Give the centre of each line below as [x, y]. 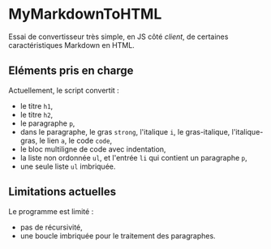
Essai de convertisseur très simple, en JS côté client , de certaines [118, 36]
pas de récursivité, [51, 227]
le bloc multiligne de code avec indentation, [93, 149]
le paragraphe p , [47, 123]
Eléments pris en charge [71, 71]
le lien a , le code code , [75, 140]
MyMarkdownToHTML [85, 14]
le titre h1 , [37, 105]
